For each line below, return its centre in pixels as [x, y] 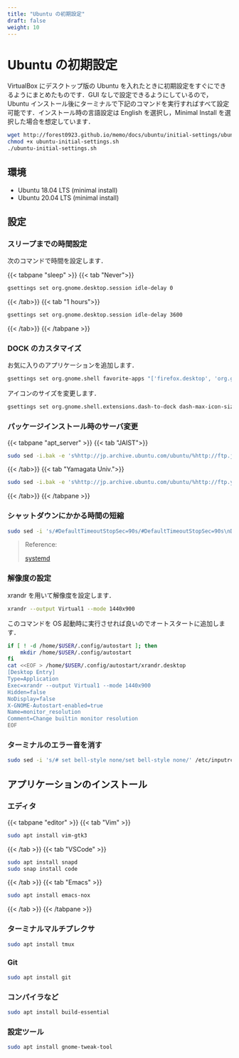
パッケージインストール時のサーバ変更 [73, 427]
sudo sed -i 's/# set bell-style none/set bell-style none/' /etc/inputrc [121, 760]
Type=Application [33, 679]
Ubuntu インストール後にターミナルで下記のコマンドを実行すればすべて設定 [118, 104]
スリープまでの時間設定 [47, 244]
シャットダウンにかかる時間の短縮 [66, 516]
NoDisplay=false [31, 699]
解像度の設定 [30, 578]
